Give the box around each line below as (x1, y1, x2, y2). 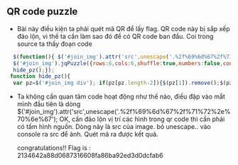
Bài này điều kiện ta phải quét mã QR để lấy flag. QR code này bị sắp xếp (16, 24, 230, 33)
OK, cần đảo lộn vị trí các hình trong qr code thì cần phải (59, 115, 225, 123)
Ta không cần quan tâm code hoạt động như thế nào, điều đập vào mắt (16, 92, 225, 101)
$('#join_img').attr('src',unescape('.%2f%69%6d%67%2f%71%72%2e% (16, 108, 231, 116)
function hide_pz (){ (9, 73, 71, 80)
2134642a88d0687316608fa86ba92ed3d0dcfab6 (16, 152, 164, 160)
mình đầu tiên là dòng (16, 100, 81, 108)
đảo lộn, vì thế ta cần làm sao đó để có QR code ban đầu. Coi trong (16, 32, 214, 40)
